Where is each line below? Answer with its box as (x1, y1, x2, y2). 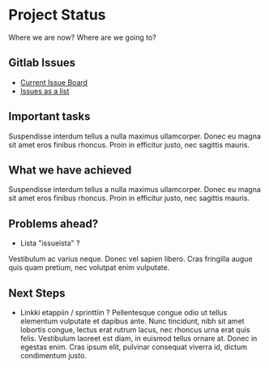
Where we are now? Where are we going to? (8, 32, 156, 42)
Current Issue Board (19, 77, 88, 87)
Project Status (8, 6, 107, 24)
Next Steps (8, 286, 66, 300)
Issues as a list (19, 86, 70, 96)
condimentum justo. (19, 351, 88, 360)
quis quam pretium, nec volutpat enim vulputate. (8, 263, 170, 272)
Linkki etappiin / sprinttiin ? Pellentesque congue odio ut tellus (19, 308, 228, 317)
